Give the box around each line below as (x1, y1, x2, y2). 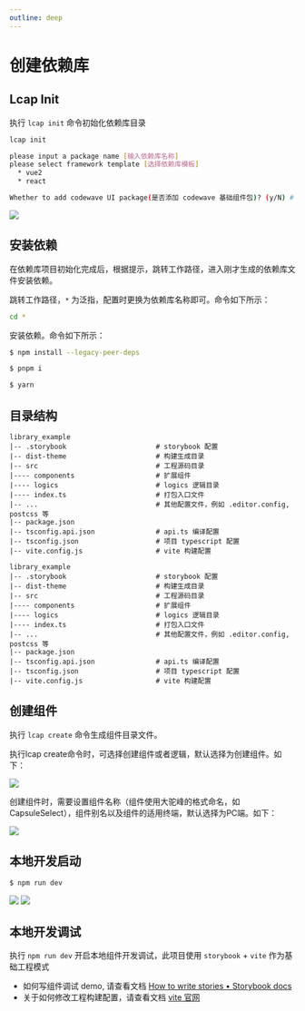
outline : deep (9, 13, 64, 23)
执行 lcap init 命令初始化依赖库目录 (9, 117, 147, 128)
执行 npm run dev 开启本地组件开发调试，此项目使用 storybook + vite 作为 (9, 950, 285, 961)
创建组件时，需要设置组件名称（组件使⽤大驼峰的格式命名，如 (9, 796, 241, 807)
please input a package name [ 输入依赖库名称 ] (9, 152, 180, 161)
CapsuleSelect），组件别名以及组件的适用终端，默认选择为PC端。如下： (9, 807, 278, 818)
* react (17, 177, 47, 186)
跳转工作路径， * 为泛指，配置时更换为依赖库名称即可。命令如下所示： (9, 294, 271, 305)
